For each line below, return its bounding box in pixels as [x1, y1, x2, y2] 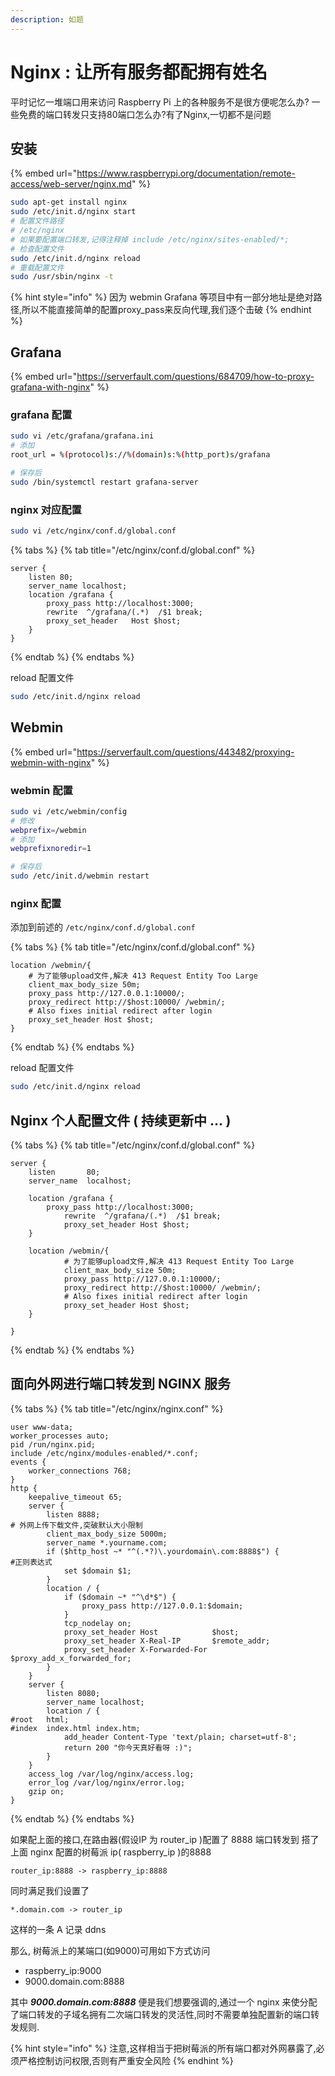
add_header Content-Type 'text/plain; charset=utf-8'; [63, 1732, 298, 1742]
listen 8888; [46, 1509, 101, 1520]
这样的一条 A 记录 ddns [10, 1923, 107, 1935]
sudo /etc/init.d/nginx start [10, 207, 137, 217]
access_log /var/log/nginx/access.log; [28, 1769, 195, 1779]
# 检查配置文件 [10, 244, 65, 254]
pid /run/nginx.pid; [10, 1439, 97, 1450]
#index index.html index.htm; [10, 1723, 141, 1733]
